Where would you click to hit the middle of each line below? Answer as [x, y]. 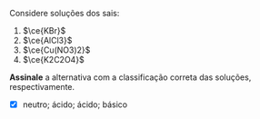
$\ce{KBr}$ [44, 30]
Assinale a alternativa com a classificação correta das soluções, [130, 77]
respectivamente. [42, 87]
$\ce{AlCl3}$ [47, 40]
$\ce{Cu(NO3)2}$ [56, 50]
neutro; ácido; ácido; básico [75, 104]
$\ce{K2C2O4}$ [53, 59]
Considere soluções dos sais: [65, 13]
